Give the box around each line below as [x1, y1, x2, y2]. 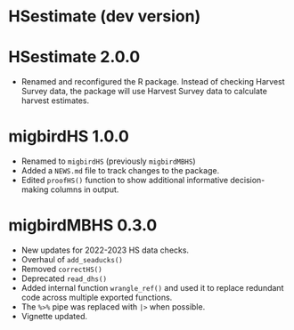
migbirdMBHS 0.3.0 [8, 215, 158, 236]
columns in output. [50, 184, 119, 195]
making [20, 184, 49, 195]
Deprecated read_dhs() [20, 273, 108, 284]
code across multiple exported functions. [20, 292, 173, 302]
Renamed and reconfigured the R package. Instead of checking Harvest [20, 76, 286, 87]
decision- [230, 175, 265, 186]
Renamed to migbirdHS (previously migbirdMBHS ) [20, 156, 197, 166]
